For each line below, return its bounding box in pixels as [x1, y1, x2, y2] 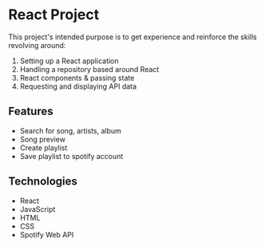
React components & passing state [19, 73, 135, 82]
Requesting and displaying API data [19, 82, 137, 91]
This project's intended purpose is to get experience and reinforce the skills [8, 32, 257, 42]
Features [8, 105, 53, 118]
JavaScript [19, 204, 56, 213]
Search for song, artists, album [19, 125, 122, 135]
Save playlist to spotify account [19, 151, 124, 161]
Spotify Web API [19, 229, 74, 239]
